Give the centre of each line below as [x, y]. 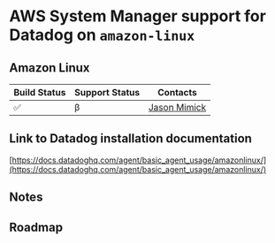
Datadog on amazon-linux [102, 35]
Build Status [40, 92]
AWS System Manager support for [138, 16]
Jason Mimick [177, 107]
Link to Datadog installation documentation [130, 139]
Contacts [177, 92]
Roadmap [36, 227]
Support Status [107, 92]
